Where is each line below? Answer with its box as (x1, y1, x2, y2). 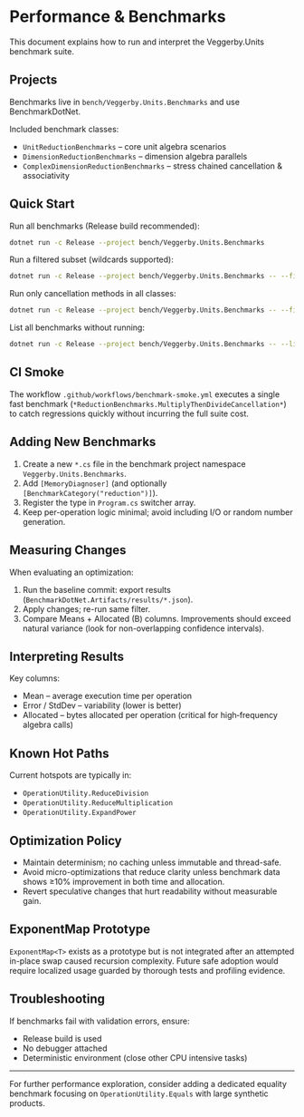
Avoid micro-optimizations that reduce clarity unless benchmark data (22, 866, 280, 877)
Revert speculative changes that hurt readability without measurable (22, 886, 278, 897)
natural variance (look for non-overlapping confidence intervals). (22, 623, 265, 634)
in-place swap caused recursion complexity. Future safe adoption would (9, 955, 279, 966)
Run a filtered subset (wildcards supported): (9, 254, 174, 265)
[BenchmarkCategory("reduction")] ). (22, 487, 158, 498)
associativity (22, 170, 71, 180)
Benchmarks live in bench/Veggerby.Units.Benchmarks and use (9, 96, 240, 107)
